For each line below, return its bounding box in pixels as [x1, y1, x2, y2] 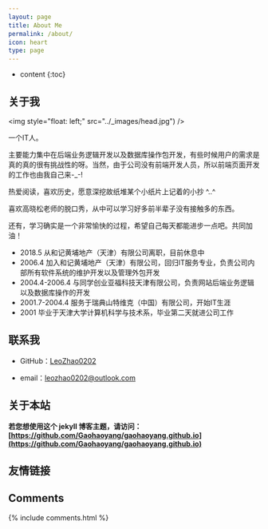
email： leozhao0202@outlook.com [19, 372, 136, 383]
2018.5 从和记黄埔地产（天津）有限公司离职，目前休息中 [19, 248, 205, 257]
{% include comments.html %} [8, 512, 109, 523]
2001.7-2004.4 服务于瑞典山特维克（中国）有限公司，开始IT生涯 [19, 297, 231, 307]
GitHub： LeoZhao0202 [19, 356, 97, 365]
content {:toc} [19, 70, 66, 79]
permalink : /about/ [8, 30, 73, 38]
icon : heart [8, 38, 48, 46]
